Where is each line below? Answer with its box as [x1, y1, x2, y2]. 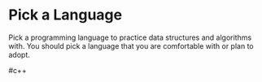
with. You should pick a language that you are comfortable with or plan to [8, 41, 254, 50]
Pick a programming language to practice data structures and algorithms [8, 32, 252, 42]
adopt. [8, 50, 31, 59]
